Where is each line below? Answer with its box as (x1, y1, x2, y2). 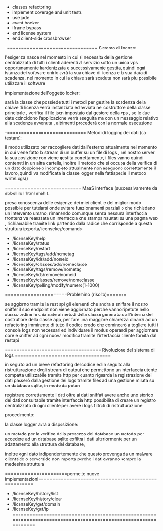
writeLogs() (5, 176, 28, 181)
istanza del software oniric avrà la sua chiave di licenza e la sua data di (5, 70, 148, 75)
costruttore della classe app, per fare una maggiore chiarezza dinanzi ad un (5, 317, 157, 322)
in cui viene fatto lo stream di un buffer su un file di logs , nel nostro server (5, 149, 155, 155)
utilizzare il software (5, 80, 46, 86)
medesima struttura (5, 461, 45, 467)
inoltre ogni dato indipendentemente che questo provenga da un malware (5, 451, 153, 457)
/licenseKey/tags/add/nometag (12, 251, 75, 257)
